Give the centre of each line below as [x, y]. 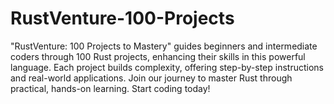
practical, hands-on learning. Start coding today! [110, 88]
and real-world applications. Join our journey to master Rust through [151, 78]
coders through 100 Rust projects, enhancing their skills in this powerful [158, 56]
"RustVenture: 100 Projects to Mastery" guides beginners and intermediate [164, 46]
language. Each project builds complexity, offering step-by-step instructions [167, 67]
